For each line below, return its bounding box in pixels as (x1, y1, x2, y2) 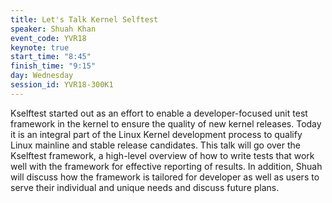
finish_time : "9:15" (10, 61, 97, 71)
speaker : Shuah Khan (10, 24, 97, 34)
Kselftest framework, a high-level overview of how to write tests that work (10, 149, 315, 161)
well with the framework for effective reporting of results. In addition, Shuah (10, 160, 323, 172)
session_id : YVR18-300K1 (10, 80, 114, 90)
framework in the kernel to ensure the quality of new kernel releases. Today (10, 117, 322, 130)
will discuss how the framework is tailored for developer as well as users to (10, 171, 320, 183)
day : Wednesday (10, 71, 74, 81)
